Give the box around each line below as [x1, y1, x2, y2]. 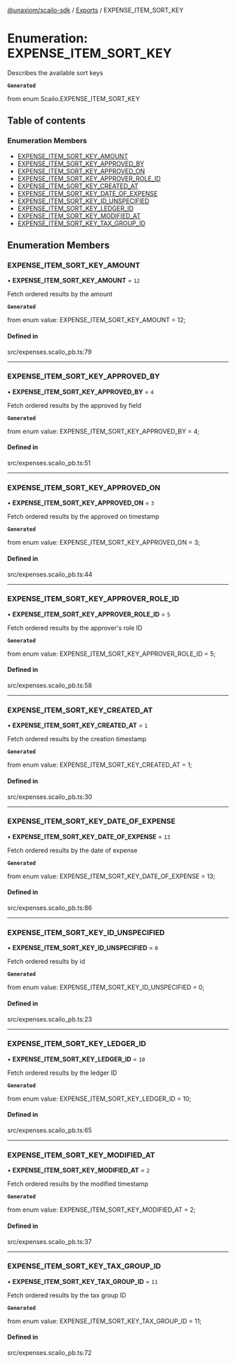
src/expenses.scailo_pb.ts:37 [7, 1237, 92, 1245]
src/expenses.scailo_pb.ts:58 [7, 681, 93, 690]
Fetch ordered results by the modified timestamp [7, 1179, 149, 1188]
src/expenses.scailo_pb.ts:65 [7, 1126, 93, 1134]
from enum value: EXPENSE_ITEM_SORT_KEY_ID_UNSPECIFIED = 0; [7, 983, 205, 992]
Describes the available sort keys [7, 68, 103, 77]
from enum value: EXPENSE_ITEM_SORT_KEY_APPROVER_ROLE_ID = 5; [7, 649, 216, 658]
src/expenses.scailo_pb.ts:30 [7, 793, 93, 801]
